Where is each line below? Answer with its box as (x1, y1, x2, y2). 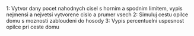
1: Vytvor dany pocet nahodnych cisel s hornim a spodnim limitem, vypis (6, 5, 183, 12)
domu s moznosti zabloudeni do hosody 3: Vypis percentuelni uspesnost (6, 17, 185, 24)
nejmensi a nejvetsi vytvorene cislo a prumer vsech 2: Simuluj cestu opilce (6, 11, 189, 18)
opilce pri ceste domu (6, 23, 59, 30)
